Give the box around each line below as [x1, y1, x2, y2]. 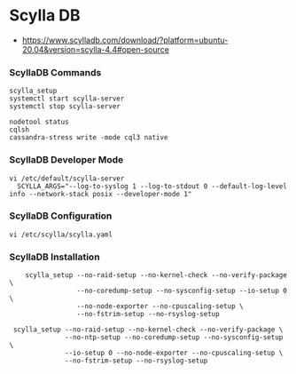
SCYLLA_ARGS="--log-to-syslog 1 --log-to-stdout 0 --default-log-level [17, 181, 288, 191]
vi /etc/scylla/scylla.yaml [9, 230, 113, 239]
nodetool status [9, 117, 69, 127]
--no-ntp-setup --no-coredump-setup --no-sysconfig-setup [65, 333, 284, 342]
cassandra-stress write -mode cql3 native [9, 133, 168, 142]
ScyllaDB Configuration [9, 210, 113, 222]
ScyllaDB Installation [9, 251, 100, 263]
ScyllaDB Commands [9, 66, 102, 78]
